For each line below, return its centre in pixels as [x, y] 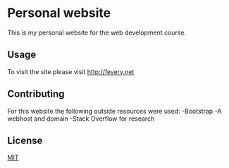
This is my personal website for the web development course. [97, 32]
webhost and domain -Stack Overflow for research [81, 119]
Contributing [36, 94]
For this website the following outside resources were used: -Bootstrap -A [114, 111]
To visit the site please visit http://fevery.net [71, 71]
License [25, 140]
